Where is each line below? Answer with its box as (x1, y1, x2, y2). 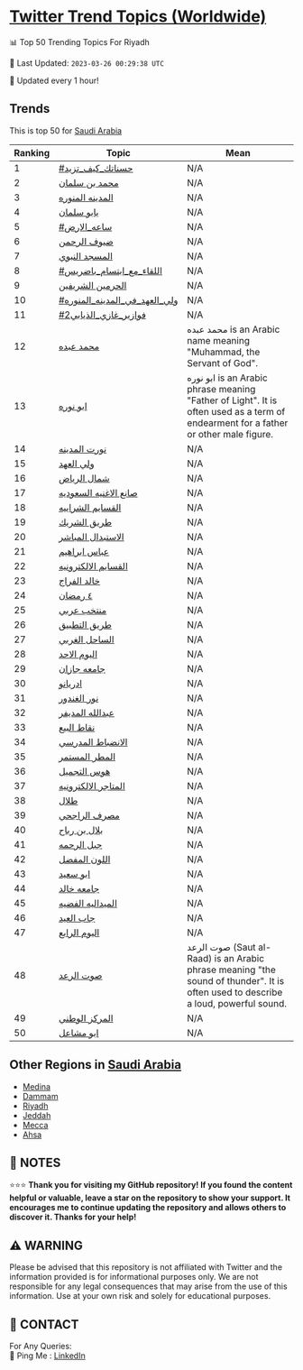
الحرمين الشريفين (58, 279, 127, 291)
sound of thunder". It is (187, 974, 285, 987)
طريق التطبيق (58, 618, 113, 630)
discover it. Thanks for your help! (9, 1211, 137, 1223)
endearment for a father (187, 417, 289, 429)
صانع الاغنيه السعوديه (58, 486, 138, 499)
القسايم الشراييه (58, 501, 122, 513)
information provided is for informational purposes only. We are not (9, 1272, 259, 1283)
